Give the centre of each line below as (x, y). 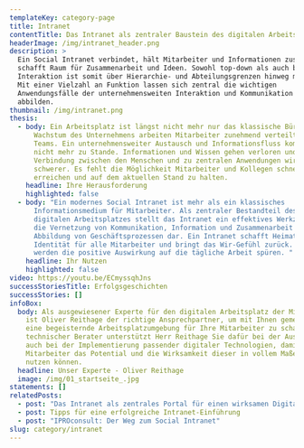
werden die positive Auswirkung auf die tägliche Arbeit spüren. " (163, 253)
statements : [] (38, 387)
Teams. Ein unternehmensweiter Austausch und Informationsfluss (157, 144)
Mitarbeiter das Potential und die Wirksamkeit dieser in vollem (152, 353)
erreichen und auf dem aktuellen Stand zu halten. (131, 177)
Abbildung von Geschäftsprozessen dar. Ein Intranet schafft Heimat (165, 236)
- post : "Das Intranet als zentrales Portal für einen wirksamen (143, 404)
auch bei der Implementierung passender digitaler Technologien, (152, 345)
